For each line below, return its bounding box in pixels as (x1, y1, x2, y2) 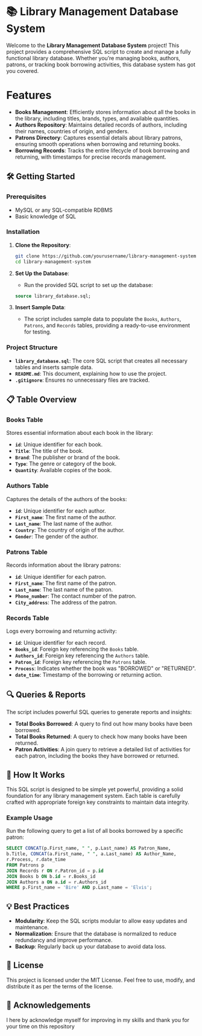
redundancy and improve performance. (14, 937, 113, 944)
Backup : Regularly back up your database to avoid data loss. (14, 943, 167, 950)
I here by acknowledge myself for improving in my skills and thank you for (6, 1016, 190, 1023)
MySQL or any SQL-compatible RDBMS (14, 206, 113, 213)
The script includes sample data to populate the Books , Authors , (24, 315, 181, 323)
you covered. (6, 67, 39, 74)
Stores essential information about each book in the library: (6, 429, 154, 437)
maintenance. (14, 924, 49, 931)
